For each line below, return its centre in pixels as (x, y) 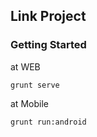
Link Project (48, 16)
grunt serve (35, 85)
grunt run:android (48, 122)
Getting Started (48, 45)
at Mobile (29, 103)
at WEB (25, 66)
